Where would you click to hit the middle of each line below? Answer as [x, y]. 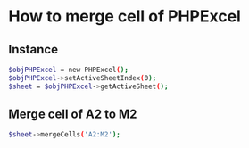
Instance [33, 49]
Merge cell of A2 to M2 [73, 115]
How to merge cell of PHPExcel [125, 16]
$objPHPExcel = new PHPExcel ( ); [68, 70]
